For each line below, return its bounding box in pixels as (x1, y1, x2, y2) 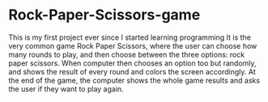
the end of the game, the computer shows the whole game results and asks (8, 75, 261, 85)
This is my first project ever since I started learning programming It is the (8, 32, 251, 42)
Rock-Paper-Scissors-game (8, 6, 201, 24)
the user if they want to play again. (8, 83, 124, 94)
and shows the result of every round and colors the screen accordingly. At (8, 66, 257, 76)
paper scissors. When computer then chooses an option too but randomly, (8, 58, 257, 68)
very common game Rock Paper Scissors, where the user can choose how (8, 40, 257, 50)
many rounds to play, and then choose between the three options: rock (8, 49, 245, 59)
